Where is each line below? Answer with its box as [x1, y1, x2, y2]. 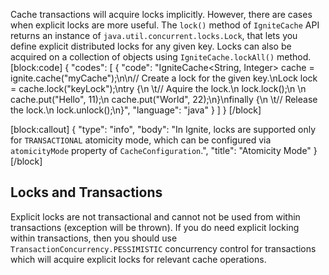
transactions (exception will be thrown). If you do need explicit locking [10, 221, 300, 233]
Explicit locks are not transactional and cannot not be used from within [10, 210, 301, 223]
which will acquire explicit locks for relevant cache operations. [10, 253, 267, 265]
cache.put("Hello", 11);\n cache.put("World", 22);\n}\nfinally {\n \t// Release [10, 94, 318, 105]
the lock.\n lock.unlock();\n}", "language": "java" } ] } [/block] [10, 104, 262, 116]
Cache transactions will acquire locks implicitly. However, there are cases [10, 9, 313, 20]
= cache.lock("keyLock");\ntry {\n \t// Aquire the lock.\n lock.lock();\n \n [10, 83, 307, 94]
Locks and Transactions [10, 184, 163, 201]
